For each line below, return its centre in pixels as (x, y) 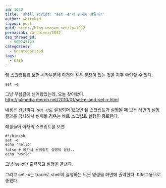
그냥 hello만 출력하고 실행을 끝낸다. (39, 164)
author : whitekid (23, 19)
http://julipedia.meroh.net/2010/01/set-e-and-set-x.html (62, 100)
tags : (11, 56)
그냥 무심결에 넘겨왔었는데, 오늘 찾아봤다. (45, 94)
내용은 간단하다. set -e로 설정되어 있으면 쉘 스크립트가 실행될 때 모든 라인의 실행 (83, 110)
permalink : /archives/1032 (33, 33)
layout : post (19, 23)
